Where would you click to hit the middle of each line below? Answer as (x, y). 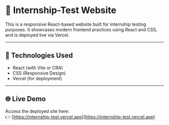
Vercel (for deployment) (37, 78)
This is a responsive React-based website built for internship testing (76, 24)
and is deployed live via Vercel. (37, 35)
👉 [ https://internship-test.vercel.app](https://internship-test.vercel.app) (80, 117)
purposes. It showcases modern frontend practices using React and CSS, (81, 29)
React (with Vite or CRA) (38, 68)
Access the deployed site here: (37, 111)
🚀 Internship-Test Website (61, 10)
